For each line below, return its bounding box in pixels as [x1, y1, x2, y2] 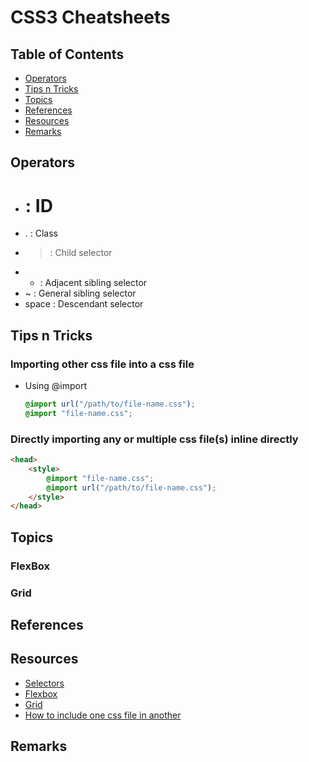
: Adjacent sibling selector [39, 277, 148, 289]
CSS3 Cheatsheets [10, 6, 171, 29]
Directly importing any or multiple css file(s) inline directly [10, 432, 299, 446]
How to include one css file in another [24, 709, 182, 721]
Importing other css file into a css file [10, 357, 195, 371]
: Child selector [49, 247, 113, 259]
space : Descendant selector [24, 298, 144, 310]
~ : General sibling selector [24, 287, 137, 300]
